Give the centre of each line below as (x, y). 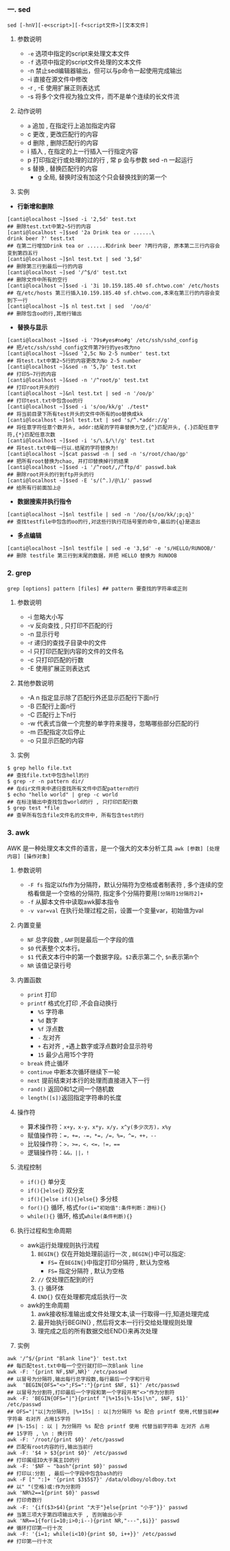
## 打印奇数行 (25, 1500)
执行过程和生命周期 (44, 1230)
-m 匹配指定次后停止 (56, 732)
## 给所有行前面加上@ (34, 488)
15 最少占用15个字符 (66, 1055)
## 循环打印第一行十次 (35, 1528)
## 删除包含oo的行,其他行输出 (45, 314)
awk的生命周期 (48, 1305)
